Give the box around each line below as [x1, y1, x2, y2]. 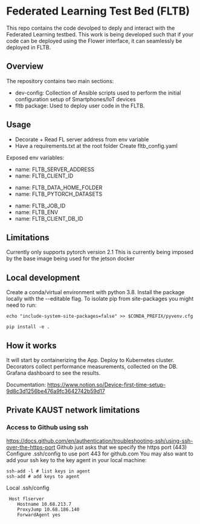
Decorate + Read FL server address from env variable [15, 135, 149, 143]
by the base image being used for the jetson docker [6, 255, 135, 262]
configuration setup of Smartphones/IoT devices [15, 95, 136, 102]
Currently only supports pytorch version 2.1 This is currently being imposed [6, 249, 194, 256]
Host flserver [8, 495, 45, 502]
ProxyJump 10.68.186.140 [17, 506, 80, 512]
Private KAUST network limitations [6, 405, 140, 415]
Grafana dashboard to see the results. [6, 369, 101, 377]
